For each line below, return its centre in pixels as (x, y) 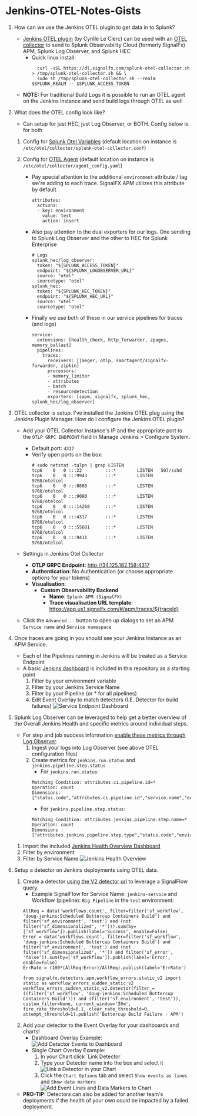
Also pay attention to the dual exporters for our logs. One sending (111, 232)
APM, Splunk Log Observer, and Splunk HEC (77, 51)
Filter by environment (49, 852)
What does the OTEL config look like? (59, 112)
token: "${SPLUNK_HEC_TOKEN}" (74, 291)
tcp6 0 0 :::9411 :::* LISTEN (92, 537)
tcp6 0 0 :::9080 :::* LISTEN (92, 496)
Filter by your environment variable (74, 681)
